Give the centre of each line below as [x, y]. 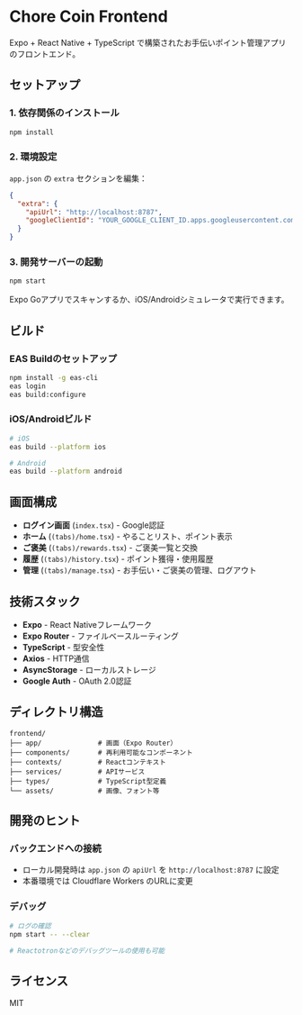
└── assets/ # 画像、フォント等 [84, 791]
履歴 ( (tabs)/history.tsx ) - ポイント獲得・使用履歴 [118, 559]
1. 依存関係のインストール [64, 113]
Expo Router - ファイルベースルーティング [101, 636]
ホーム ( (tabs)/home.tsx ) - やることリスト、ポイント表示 [127, 537]
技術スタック [45, 601]
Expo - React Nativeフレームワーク [87, 624]
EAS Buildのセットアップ [63, 358]
